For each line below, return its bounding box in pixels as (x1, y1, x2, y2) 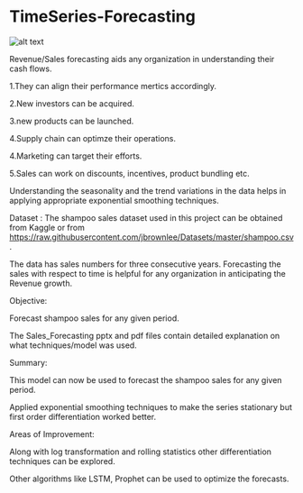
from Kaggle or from (9, 222, 86, 233)
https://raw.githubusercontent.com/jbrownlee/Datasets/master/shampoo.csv (9, 232, 294, 242)
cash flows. (9, 63, 52, 74)
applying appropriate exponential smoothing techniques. (9, 195, 219, 205)
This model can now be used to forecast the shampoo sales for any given (9, 374, 282, 385)
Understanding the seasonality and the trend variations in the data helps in (9, 185, 287, 196)
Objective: (9, 295, 48, 306)
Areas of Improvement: (9, 428, 95, 439)
